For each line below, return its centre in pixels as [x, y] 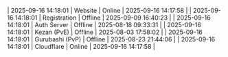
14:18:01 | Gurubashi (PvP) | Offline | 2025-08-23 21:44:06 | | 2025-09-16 [111, 39]
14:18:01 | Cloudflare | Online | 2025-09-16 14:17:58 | [81, 46]
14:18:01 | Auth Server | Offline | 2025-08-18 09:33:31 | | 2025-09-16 [104, 25]
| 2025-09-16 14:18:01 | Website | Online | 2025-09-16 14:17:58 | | [100, 11]
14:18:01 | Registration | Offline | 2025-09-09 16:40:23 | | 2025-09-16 [113, 18]
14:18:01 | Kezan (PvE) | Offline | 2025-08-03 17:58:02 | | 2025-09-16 [105, 32]
